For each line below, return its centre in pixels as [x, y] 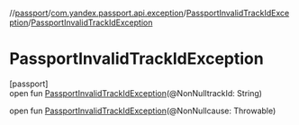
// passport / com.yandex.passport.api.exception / [98, 13]
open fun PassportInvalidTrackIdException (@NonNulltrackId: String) [136, 93]
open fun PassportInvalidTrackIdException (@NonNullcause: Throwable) [143, 111]
